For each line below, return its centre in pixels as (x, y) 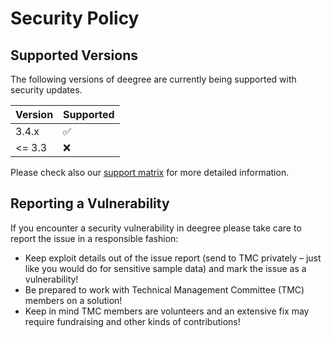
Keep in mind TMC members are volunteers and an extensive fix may (167, 311)
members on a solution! (73, 300)
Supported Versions (74, 55)
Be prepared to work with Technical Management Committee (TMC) (164, 289)
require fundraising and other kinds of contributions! (132, 321)
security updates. (46, 90)
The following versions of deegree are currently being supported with (153, 79)
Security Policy (75, 18)
